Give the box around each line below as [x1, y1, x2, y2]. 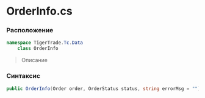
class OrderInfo [17, 46, 59, 52]
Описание [21, 57, 48, 64]
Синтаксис [6, 72, 41, 80]
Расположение [6, 26, 54, 35]
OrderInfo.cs [6, 4, 73, 18]
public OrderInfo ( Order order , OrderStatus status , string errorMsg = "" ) [6, 85, 201, 92]
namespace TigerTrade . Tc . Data [6, 40, 84, 46]
